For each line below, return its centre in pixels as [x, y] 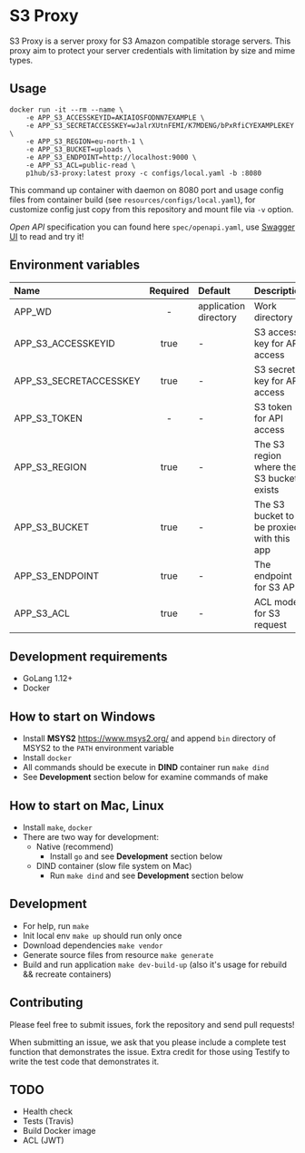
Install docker [47, 757]
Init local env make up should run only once [102, 935]
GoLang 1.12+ [48, 679]
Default [215, 290]
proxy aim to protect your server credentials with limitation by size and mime [152, 50]
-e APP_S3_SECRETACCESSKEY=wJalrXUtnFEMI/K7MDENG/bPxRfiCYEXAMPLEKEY [160, 125]
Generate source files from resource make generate [118, 954]
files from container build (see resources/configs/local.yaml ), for [133, 200]
